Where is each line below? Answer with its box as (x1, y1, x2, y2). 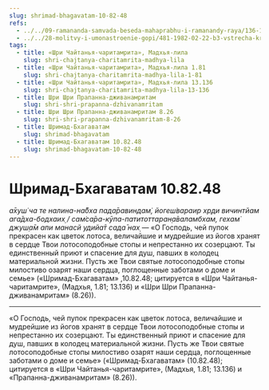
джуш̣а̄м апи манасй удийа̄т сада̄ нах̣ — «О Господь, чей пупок (9, 223, 229, 232)
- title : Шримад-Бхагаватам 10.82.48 (16, 137, 142, 146)
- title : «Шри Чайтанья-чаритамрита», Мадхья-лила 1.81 (16, 64, 206, 72)
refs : (9, 19, 27, 27)
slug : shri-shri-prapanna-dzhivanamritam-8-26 (23, 116, 181, 124)
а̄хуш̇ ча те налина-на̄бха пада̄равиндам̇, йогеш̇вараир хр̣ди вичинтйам (9, 206, 260, 215)
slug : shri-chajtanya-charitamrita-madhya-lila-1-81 (23, 71, 203, 79)
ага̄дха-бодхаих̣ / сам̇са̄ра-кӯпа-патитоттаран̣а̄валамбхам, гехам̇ (9, 215, 240, 224)
